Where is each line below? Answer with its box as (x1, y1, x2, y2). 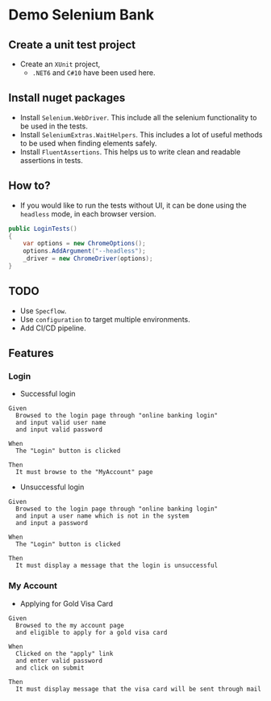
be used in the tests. (19, 121, 89, 131)
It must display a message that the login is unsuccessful (15, 561, 219, 570)
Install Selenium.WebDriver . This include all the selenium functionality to (19, 112, 257, 122)
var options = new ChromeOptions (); (23, 240, 147, 248)
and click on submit (15, 664, 85, 672)
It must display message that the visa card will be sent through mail (15, 685, 262, 693)
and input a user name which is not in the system (15, 512, 190, 520)
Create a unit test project (8, 38, 135, 52)
